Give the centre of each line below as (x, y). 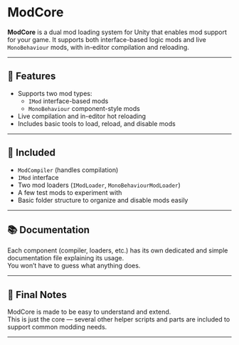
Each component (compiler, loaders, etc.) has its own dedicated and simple (118, 250)
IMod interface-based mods (68, 101)
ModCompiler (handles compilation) (68, 170)
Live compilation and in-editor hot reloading (82, 116)
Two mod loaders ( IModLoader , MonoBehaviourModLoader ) (99, 185)
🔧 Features (32, 76)
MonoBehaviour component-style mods (84, 108)
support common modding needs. (57, 327)
